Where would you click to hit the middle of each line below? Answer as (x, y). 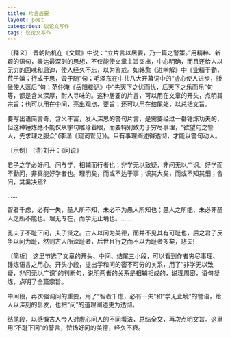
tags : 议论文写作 (29, 32)
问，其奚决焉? (27, 182)
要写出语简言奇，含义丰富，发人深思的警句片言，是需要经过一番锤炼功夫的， (115, 119)
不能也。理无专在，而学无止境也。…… (78, 218)
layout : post (26, 20)
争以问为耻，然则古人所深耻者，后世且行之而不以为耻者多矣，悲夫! (101, 242)
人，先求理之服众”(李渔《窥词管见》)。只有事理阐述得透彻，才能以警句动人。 (114, 136)
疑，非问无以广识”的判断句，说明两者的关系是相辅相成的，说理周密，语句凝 (114, 273)
